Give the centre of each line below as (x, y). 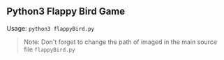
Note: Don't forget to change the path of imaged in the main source (120, 42)
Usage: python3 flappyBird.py (51, 28)
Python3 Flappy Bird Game (66, 12)
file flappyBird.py (49, 49)
